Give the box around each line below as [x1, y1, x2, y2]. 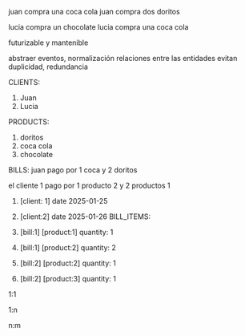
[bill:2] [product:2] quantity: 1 [19, 258, 116, 268]
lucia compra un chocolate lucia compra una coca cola [8, 22, 189, 31]
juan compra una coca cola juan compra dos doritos [8, 7, 180, 16]
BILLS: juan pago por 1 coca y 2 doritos [8, 165, 138, 175]
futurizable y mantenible [8, 38, 89, 47]
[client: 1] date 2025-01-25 [19, 196, 108, 205]
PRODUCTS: [8, 117, 50, 127]
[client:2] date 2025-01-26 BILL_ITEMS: [19, 212, 151, 221]
